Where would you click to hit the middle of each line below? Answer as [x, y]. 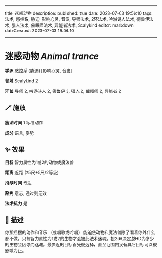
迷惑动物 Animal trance [52, 56]
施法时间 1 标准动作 [24, 122]
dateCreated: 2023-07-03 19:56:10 [40, 30]
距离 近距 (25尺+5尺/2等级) [32, 172]
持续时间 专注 [18, 182]
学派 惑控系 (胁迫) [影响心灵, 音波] [39, 70]
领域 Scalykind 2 [21, 81]
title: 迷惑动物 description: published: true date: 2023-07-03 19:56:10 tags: [79, 13]
